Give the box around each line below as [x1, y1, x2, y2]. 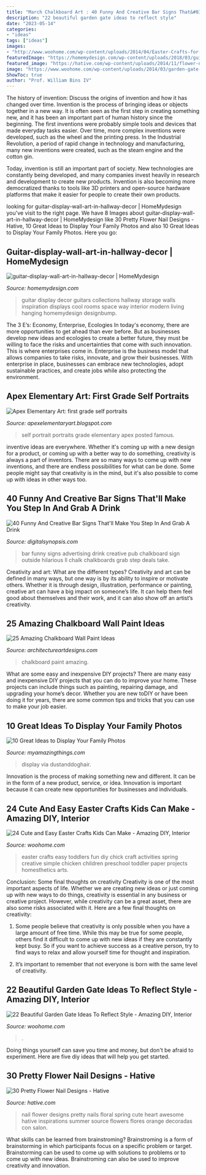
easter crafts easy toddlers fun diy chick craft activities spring [21, 853, 178, 860]
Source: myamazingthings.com [6, 749, 86, 757]
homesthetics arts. [21, 866, 69, 873]
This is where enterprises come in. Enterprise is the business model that [6, 347, 189, 355]
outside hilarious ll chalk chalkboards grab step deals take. [21, 556, 170, 563]
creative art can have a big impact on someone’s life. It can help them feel [6, 587, 193, 595]
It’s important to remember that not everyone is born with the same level [15, 961, 198, 968]
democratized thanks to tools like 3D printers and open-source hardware [6, 185, 191, 192]
